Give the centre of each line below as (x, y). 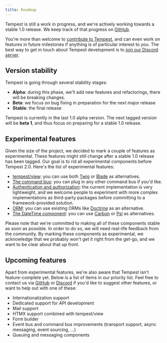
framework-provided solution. (43, 203)
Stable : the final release (37, 108)
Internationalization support (41, 298)
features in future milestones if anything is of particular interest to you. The (82, 44)
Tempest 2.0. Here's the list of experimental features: (60, 167)
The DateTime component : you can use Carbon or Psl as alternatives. (84, 214)
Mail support (25, 309)
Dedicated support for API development (53, 303)
